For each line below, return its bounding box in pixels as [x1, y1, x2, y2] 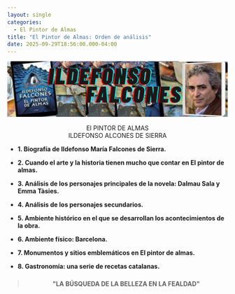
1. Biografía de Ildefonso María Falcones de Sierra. [17, 145, 166, 153]
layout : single [7, 11, 52, 18]
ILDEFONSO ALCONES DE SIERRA [68, 132, 167, 140]
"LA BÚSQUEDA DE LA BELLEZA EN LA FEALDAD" [52, 280, 201, 288]
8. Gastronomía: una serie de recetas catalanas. [17, 262, 160, 271]
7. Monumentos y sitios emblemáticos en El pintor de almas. [17, 248, 196, 257]
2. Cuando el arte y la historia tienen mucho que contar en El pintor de [17, 158, 225, 167]
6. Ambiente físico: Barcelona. [17, 235, 108, 244]
